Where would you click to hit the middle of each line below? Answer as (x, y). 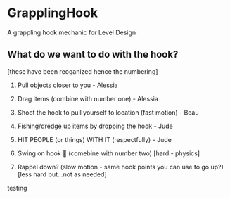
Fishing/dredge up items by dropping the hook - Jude (95, 126)
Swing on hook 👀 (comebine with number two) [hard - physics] (109, 153)
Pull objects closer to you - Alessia (68, 85)
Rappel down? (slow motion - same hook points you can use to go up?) (120, 167)
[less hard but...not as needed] (62, 174)
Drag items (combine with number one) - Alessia (88, 98)
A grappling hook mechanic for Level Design (72, 32)
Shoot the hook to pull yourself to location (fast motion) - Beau (108, 112)
